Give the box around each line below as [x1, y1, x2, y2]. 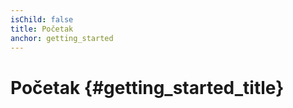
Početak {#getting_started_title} [10, 76, 285, 99]
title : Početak [10, 24, 74, 34]
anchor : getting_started [10, 33, 114, 43]
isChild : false [10, 14, 74, 25]
